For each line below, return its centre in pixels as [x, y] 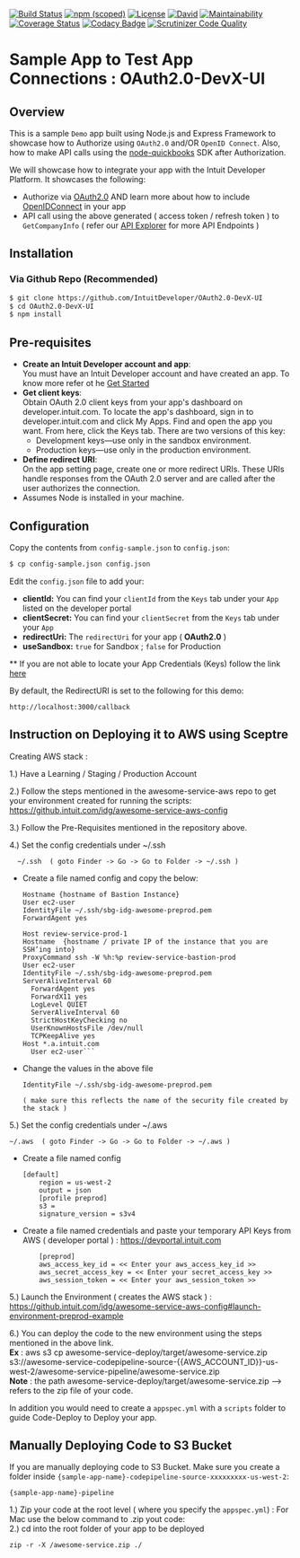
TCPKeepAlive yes [63, 1036]
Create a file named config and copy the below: [110, 878]
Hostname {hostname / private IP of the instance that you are [145, 942]
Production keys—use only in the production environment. [143, 450]
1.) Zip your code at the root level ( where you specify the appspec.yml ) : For [149, 1510]
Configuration [49, 526]
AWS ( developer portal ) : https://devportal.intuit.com [122, 1240]
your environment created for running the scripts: [101, 800]
